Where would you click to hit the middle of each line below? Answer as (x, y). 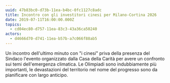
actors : (14, 34)
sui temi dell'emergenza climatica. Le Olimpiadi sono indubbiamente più (81, 64)
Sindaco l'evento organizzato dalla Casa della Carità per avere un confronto (85, 58)
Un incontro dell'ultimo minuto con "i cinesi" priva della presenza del (78, 53)
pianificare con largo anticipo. (37, 75)
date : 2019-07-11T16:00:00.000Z (40, 19)
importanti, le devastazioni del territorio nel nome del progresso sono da (81, 69)
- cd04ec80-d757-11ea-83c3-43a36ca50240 (54, 29)
